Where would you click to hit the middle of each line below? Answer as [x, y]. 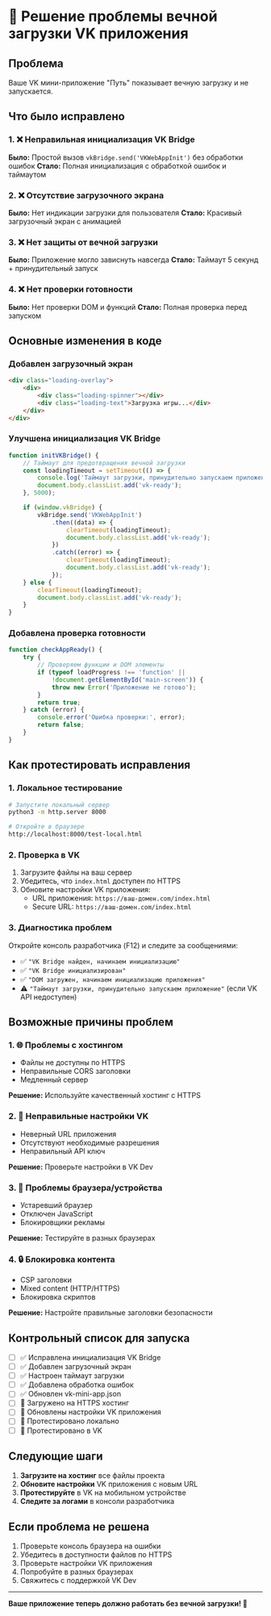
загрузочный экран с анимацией [65, 221]
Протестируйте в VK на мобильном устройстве [103, 1493]
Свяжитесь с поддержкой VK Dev [78, 1581]
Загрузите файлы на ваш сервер [76, 873]
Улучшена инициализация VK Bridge [85, 439]
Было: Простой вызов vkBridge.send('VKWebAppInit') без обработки [126, 157]
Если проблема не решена [79, 1527]
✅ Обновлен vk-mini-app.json [71, 1394]
